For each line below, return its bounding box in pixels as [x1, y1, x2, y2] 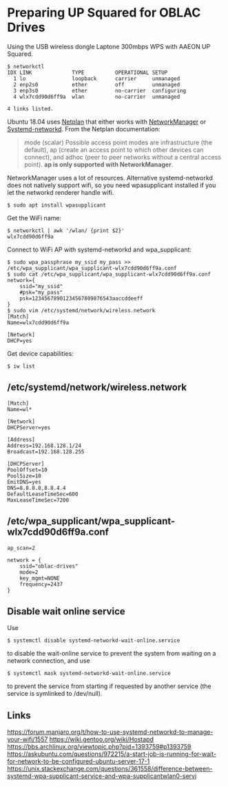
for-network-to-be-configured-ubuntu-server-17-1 [7, 757, 150, 766]
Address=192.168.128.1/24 [7, 442, 81, 449]
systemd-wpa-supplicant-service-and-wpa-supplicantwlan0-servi [7, 772, 197, 780]
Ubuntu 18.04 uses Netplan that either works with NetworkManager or [7, 117, 207, 126]
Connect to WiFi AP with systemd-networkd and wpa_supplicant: [7, 245, 191, 254]
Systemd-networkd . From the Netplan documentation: [7, 124, 160, 133]
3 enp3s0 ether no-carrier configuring [13, 87, 187, 94]
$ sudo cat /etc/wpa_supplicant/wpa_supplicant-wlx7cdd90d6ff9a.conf [7, 271, 211, 278]
